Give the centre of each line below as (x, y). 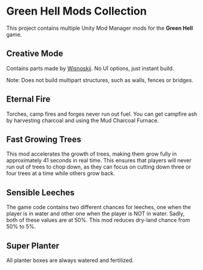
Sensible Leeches (40, 192)
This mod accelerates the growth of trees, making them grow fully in (92, 154)
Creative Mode (35, 54)
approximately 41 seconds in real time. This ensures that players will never (99, 161)
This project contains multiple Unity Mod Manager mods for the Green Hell (100, 28)
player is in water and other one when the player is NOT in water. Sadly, (95, 213)
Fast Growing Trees (44, 139)
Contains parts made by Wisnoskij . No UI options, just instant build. (90, 68)
